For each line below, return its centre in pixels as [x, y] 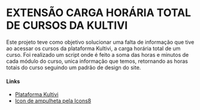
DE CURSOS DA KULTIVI [67, 25]
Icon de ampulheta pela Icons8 [53, 101]
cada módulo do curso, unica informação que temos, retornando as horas [97, 61]
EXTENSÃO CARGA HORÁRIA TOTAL [99, 13]
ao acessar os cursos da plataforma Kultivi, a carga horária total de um [93, 48]
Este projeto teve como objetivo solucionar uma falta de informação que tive [100, 42]
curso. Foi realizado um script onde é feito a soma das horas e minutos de [98, 54]
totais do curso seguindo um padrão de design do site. [74, 67]
